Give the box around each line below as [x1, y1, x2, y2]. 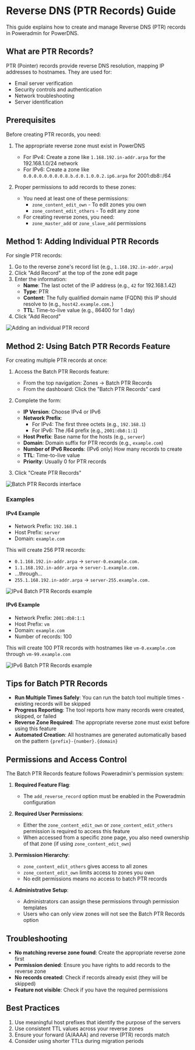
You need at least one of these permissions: [23, 195, 129, 202]
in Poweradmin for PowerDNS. [6, 29, 79, 36]
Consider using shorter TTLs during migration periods [14, 1037, 144, 1044]
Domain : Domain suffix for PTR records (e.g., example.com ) [23, 440, 164, 447]
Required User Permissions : [14, 810, 84, 817]
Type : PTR [23, 288, 49, 295]
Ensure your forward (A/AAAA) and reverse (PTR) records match [14, 1031, 170, 1038]
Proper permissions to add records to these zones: [14, 183, 137, 191]
